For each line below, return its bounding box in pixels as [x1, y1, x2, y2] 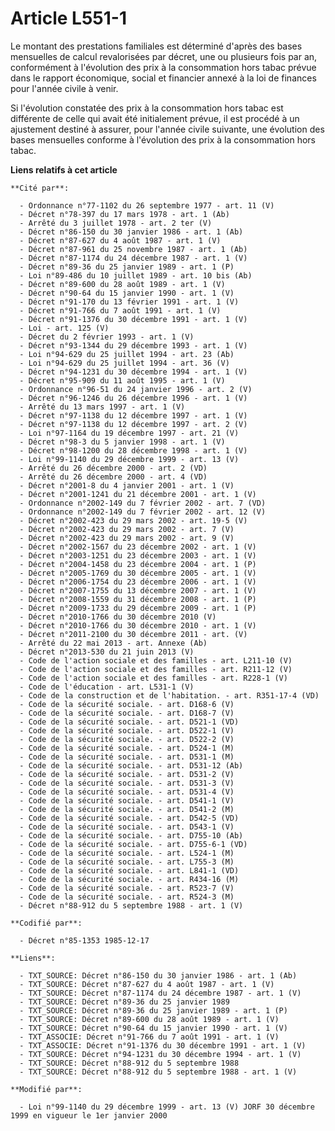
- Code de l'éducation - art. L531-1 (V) [19, 682, 195, 692]
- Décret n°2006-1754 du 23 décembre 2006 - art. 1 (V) [19, 577, 257, 587]
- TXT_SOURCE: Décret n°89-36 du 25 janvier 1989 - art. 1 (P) [19, 1005, 288, 1016]
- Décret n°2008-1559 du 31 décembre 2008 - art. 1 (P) [19, 594, 257, 604]
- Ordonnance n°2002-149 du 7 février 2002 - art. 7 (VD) [19, 498, 267, 508]
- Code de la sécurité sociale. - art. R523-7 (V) [19, 883, 235, 893]
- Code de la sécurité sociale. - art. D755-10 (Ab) [19, 830, 244, 841]
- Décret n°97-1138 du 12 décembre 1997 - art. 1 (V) [19, 410, 248, 421]
